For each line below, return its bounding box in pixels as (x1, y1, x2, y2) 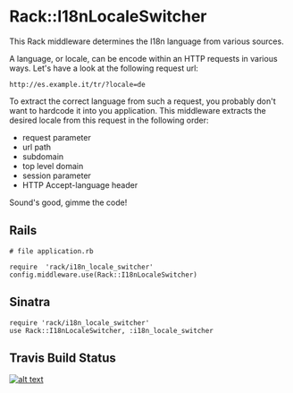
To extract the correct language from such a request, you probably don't (9, 96, 277, 107)
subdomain (21, 150, 64, 162)
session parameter (21, 170, 92, 181)
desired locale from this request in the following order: (9, 115, 209, 125)
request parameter (21, 132, 91, 142)
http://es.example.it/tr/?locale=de (9, 80, 146, 89)
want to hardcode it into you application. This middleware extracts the (9, 105, 266, 115)
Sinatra (9, 295, 51, 310)
